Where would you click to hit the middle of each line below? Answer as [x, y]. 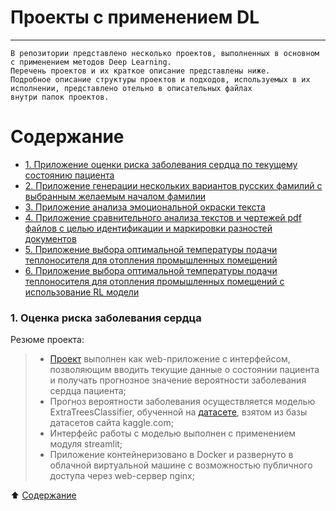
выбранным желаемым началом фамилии [115, 196]
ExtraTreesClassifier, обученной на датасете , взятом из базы [178, 412]
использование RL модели [82, 292]
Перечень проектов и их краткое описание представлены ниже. [140, 71]
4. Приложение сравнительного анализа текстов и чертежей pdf [163, 217]
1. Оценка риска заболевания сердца [106, 318]
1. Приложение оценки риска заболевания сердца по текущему [161, 164]
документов [50, 238]
